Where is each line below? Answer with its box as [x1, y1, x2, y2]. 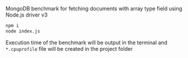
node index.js [5, 28, 41, 34]
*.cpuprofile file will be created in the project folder [5, 45, 133, 52]
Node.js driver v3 [5, 11, 48, 18]
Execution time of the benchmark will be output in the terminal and [5, 38, 168, 46]
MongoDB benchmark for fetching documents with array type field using [5, 5, 183, 12]
